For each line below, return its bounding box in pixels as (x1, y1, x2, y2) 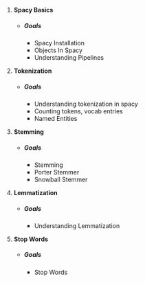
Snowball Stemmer (34, 175, 88, 183)
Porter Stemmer (34, 168, 80, 176)
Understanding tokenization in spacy (34, 100, 139, 108)
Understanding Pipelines (34, 53, 104, 61)
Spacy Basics (13, 6, 54, 14)
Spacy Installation (34, 38, 85, 47)
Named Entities (34, 114, 78, 122)
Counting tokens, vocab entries (34, 106, 124, 115)
